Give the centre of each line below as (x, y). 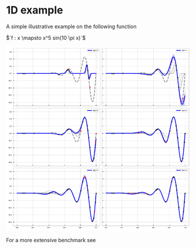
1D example (35, 10)
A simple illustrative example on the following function (71, 26)
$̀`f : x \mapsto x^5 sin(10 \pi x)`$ (46, 38)
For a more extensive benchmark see (51, 240)
